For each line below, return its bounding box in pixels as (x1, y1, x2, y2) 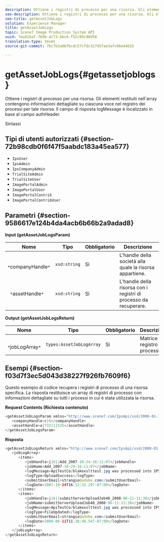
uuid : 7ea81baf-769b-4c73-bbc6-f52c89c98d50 (5, 35, 97, 40)
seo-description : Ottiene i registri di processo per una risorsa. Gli (5, 12, 154, 17)
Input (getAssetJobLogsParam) (5, 232, 71, 238)
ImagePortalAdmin (12, 182, 48, 188)
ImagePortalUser (12, 188, 45, 192)
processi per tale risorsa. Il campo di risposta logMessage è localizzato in (5, 106, 153, 112)
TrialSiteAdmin (12, 172, 43, 177)
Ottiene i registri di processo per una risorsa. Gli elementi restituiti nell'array (5, 95, 157, 101)
